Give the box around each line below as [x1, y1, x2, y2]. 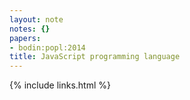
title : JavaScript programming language [9, 52, 181, 62]
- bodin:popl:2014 [9, 42, 86, 53]
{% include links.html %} [9, 79, 111, 91]
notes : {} [9, 24, 51, 34]
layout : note [9, 14, 64, 25]
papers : [9, 33, 42, 43]
